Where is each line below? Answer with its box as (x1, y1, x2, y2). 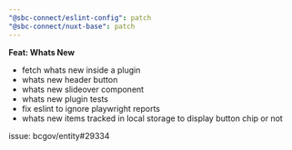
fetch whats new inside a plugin (21, 65, 141, 75)
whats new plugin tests (21, 93, 108, 105)
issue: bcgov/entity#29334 (8, 130, 110, 141)
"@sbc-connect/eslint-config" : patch (8, 13, 152, 23)
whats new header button (21, 74, 118, 85)
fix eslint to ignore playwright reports (21, 103, 161, 114)
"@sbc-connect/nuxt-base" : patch (8, 22, 136, 31)
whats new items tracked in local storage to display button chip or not (21, 113, 283, 124)
